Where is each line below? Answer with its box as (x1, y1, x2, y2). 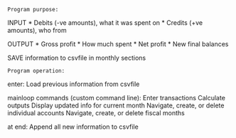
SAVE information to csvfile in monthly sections (7, 53, 146, 62)
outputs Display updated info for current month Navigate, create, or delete (7, 101, 225, 110)
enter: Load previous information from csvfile (7, 80, 140, 88)
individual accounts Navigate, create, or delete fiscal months (7, 109, 185, 117)
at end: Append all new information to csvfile (7, 122, 139, 131)
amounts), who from (7, 26, 67, 34)
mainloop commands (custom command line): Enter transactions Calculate (7, 94, 226, 102)
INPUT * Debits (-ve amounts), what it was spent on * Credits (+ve (7, 18, 203, 27)
